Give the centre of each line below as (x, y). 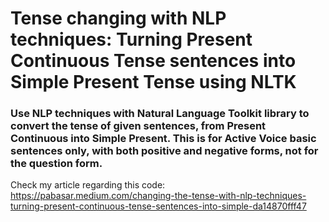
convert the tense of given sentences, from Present (138, 126)
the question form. (56, 164)
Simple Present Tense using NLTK (153, 82)
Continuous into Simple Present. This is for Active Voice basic (163, 139)
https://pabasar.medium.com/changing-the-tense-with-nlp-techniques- (158, 196)
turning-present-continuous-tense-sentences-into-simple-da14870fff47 (158, 206)
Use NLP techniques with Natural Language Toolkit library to (160, 114)
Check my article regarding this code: (88, 185)
